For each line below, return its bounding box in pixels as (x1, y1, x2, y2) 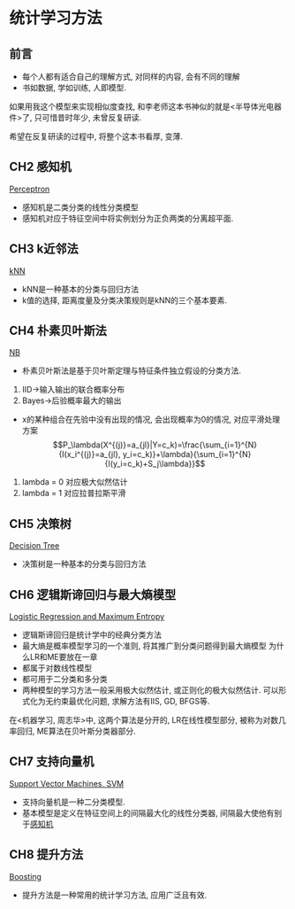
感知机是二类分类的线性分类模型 (21, 201, 139, 213)
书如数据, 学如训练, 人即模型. (21, 82, 126, 93)
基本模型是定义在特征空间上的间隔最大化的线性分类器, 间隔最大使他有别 (21, 807, 283, 818)
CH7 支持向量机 (9, 754, 95, 769)
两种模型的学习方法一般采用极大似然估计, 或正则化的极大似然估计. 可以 (21, 685, 279, 695)
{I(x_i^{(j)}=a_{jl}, (58, 449, 121, 460)
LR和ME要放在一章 (29, 652, 98, 663)
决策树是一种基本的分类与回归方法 (21, 559, 147, 570)
